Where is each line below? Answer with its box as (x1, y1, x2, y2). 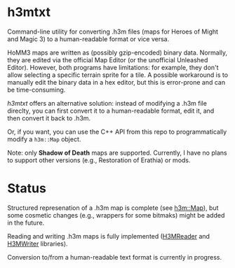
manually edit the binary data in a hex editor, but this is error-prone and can (7, 78, 226, 86)
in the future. (7, 218, 45, 227)
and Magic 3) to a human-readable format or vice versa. (7, 34, 170, 43)
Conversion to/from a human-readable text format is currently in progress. (7, 253, 222, 261)
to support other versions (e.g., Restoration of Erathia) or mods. (7, 155, 191, 164)
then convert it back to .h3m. (7, 113, 91, 122)
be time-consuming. (7, 85, 66, 94)
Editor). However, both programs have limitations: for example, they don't (7, 63, 219, 71)
